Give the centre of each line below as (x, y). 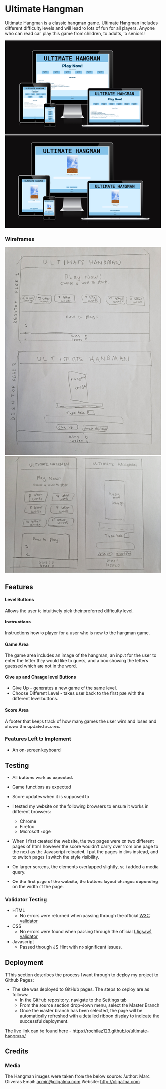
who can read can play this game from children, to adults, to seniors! (75, 33)
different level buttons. (35, 699)
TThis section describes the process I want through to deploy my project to (82, 975)
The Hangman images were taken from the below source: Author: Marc (77, 1076)
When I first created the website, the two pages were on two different (83, 841)
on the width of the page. (38, 886)
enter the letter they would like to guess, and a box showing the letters (77, 661)
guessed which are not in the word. (41, 666)
